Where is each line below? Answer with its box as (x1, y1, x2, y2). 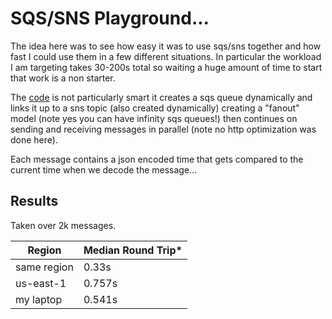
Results (10, 193, 59, 210)
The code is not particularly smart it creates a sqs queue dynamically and (10, 91, 313, 103)
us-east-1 (15, 276, 67, 290)
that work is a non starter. (10, 72, 116, 84)
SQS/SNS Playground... (10, 7, 210, 30)
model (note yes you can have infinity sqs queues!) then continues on (10, 112, 298, 124)
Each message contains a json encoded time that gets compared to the (10, 153, 304, 165)
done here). (10, 133, 58, 146)
